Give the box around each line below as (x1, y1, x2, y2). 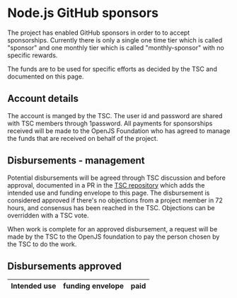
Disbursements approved (7, 260, 122, 272)
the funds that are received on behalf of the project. (7, 134, 158, 142)
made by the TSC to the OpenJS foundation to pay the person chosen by (7, 232, 220, 241)
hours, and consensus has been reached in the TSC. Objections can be (7, 203, 215, 212)
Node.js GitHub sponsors (7, 5, 159, 21)
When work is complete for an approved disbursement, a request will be (7, 224, 218, 233)
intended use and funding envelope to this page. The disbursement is (7, 188, 210, 197)
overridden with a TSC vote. (7, 211, 89, 219)
